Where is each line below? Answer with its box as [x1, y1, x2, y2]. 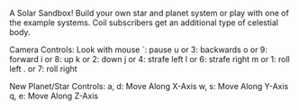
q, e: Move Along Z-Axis [9, 90, 99, 101]
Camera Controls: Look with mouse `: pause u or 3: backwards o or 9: [9, 44, 268, 55]
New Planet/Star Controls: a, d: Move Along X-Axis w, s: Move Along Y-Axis [9, 81, 289, 91]
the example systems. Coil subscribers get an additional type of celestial [9, 17, 279, 28]
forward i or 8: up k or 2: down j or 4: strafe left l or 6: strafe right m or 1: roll [9, 54, 290, 64]
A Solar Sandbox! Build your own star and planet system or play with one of [9, 8, 290, 18]
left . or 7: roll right [9, 63, 78, 74]
